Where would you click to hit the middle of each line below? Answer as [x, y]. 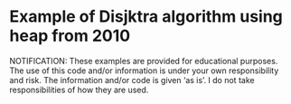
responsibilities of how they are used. [79, 90]
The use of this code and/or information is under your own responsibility [144, 71]
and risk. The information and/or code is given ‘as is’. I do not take [132, 80]
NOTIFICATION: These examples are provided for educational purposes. [144, 61]
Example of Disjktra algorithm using [146, 17]
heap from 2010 [70, 36]
